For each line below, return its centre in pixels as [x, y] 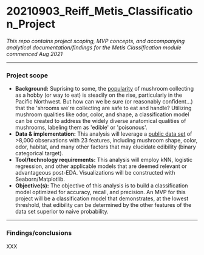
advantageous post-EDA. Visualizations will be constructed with [95, 173]
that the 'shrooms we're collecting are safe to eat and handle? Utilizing [103, 108]
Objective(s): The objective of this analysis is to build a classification [101, 186]
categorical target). [39, 153]
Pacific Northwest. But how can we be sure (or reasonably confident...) [104, 102]
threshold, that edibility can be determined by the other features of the [103, 205]
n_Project [31, 24]
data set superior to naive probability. [62, 212]
